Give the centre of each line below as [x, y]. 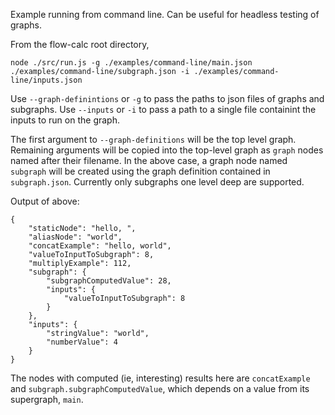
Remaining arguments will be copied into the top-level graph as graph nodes [167, 150]
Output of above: [45, 201]
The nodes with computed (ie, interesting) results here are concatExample [160, 378]
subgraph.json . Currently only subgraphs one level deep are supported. [157, 182]
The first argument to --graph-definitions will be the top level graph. [153, 139]
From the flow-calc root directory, [80, 44]
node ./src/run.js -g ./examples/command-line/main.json [131, 63]
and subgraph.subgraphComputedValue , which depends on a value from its [160, 388]
